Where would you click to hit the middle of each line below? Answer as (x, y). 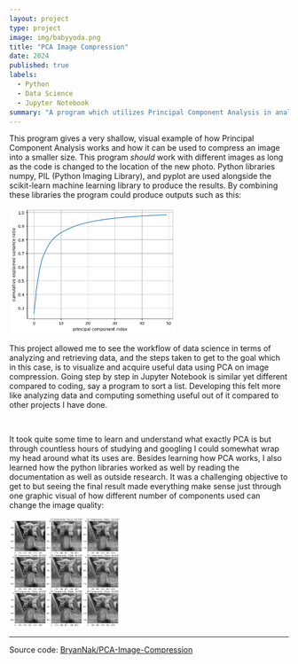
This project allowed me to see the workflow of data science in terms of (140, 348)
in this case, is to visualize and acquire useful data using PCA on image (139, 367)
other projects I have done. (59, 404)
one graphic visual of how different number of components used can (135, 496)
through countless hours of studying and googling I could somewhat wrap (144, 449)
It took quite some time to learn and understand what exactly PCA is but (141, 439)
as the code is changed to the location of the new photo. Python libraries (142, 167)
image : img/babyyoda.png (55, 37)
